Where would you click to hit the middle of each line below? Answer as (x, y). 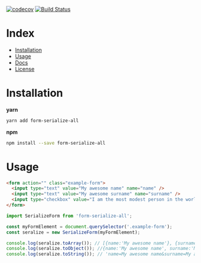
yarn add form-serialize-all (42, 120)
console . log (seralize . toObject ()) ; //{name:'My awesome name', (87, 249)
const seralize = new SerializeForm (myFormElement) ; (73, 232)
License (25, 69)
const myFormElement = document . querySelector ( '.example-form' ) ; (89, 227)
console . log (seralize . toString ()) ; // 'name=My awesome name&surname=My (99, 254)
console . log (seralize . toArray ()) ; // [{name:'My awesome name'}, (89, 243)
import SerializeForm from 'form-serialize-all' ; (69, 216)
